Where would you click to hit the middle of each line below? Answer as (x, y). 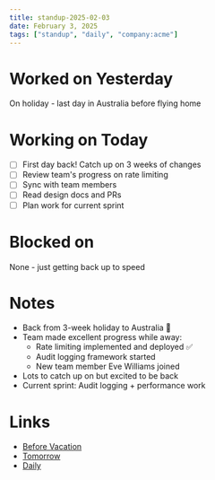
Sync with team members (69, 185)
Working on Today (79, 140)
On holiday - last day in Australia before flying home (105, 103)
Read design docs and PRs (72, 195)
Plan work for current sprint (73, 205)
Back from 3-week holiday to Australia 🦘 (97, 327)
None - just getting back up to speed (77, 266)
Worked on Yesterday (91, 79)
